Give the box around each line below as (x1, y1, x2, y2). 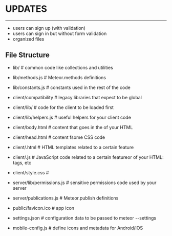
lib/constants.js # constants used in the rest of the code (12, 84, 131, 90)
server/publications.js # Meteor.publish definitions (12, 195, 119, 201)
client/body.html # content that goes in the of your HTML (12, 124, 133, 130)
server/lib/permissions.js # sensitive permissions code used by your (12, 179, 157, 186)
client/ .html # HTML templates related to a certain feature (12, 144, 134, 150)
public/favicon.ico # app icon (12, 205, 75, 211)
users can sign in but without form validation (12, 30, 107, 37)
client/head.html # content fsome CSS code (12, 134, 105, 140)
